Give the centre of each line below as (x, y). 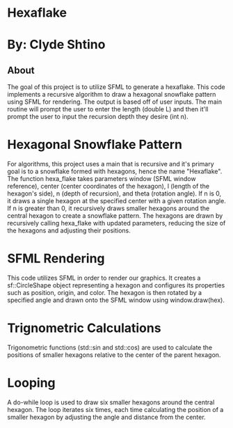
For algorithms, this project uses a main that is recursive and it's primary (111, 164)
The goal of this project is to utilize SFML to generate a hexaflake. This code (116, 87)
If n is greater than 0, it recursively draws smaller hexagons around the (109, 208)
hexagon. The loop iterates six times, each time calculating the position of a (115, 409)
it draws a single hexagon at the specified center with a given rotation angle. (116, 201)
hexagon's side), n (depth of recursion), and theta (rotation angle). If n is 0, (114, 193)
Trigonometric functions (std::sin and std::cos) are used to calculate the (110, 347)
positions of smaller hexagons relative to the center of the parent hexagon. (114, 355)
